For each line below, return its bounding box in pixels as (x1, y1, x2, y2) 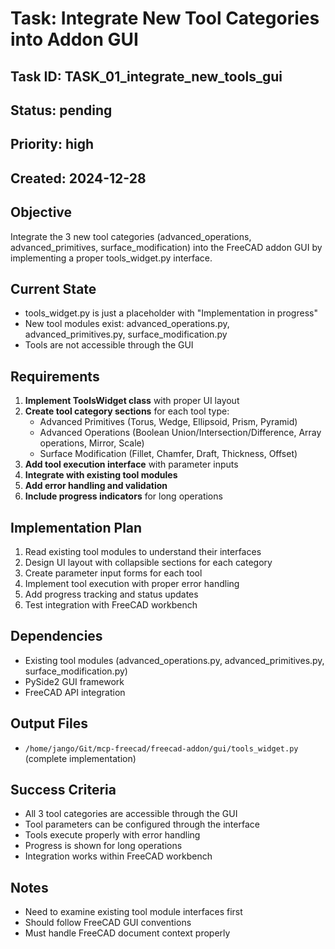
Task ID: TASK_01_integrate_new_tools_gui (10, 68, 283, 85)
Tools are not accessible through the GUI (24, 339, 194, 351)
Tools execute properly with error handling (24, 829, 201, 841)
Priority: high (10, 136, 95, 153)
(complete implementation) (24, 752, 137, 764)
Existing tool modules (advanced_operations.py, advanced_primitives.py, (24, 654, 325, 666)
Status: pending (10, 102, 113, 119)
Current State (10, 280, 97, 297)
